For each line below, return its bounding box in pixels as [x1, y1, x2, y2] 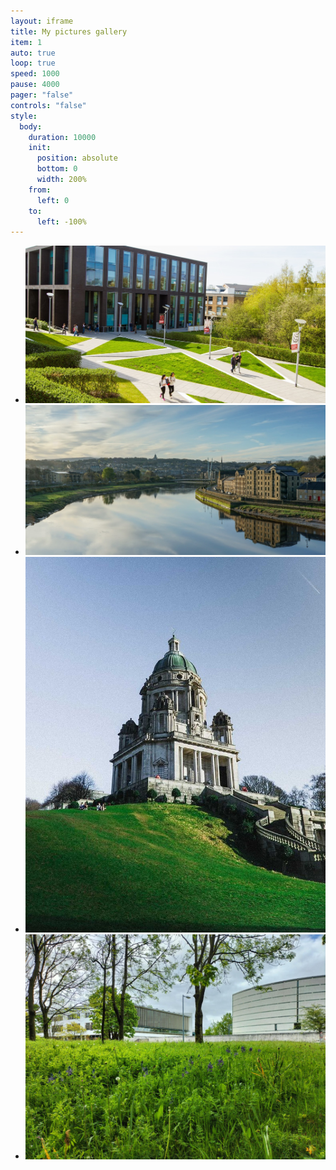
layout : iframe [10, 16, 74, 26]
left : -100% [36, 216, 87, 227]
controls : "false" [10, 100, 87, 110]
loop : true [10, 58, 56, 69]
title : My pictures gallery [10, 26, 128, 37]
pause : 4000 [10, 80, 60, 90]
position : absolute [36, 153, 118, 164]
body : [19, 121, 43, 132]
